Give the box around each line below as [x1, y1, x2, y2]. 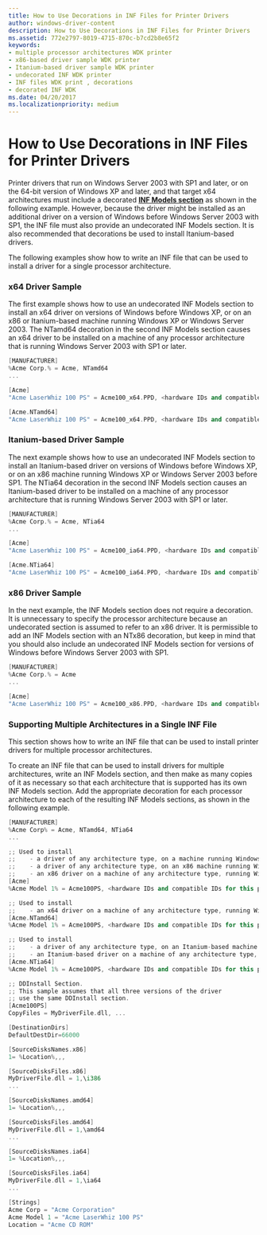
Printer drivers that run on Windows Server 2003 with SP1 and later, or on [8, 178, 249, 188]
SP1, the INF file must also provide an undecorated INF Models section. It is [8, 221, 254, 230]
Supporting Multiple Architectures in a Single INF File [8, 719, 217, 730]
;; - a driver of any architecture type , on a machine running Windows [8, 855, 261, 863]
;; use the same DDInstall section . [8, 994, 130, 1002]
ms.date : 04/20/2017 [8, 93, 77, 101]
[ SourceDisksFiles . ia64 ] [8, 1169, 91, 1178]
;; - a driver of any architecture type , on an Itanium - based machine [8, 943, 258, 951]
